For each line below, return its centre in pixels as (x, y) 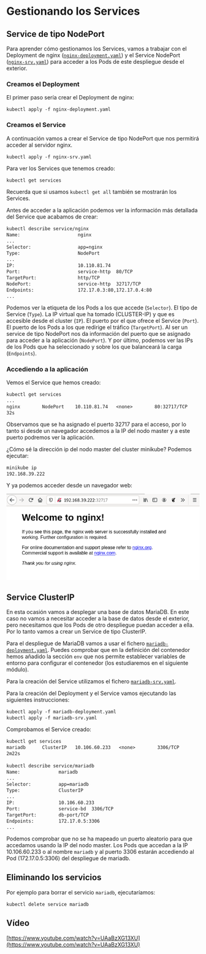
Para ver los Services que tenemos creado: (61, 168)
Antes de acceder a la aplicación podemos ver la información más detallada (102, 210)
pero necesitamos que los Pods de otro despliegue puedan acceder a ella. (100, 625)
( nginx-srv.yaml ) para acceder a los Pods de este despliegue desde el (95, 62)
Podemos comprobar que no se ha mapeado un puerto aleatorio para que (100, 839)
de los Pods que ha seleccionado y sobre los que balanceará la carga (94, 347)
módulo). (18, 670)
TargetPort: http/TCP (53, 277)
